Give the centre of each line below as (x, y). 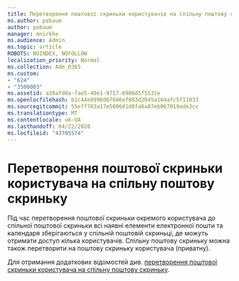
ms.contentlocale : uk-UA (44, 120)
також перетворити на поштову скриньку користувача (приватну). (109, 248)
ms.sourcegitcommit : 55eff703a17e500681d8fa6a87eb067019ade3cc (103, 107)
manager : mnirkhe (33, 34)
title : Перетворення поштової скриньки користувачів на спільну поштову (117, 14)
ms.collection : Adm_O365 (44, 67)
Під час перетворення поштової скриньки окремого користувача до (111, 218)
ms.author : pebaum (34, 21)
